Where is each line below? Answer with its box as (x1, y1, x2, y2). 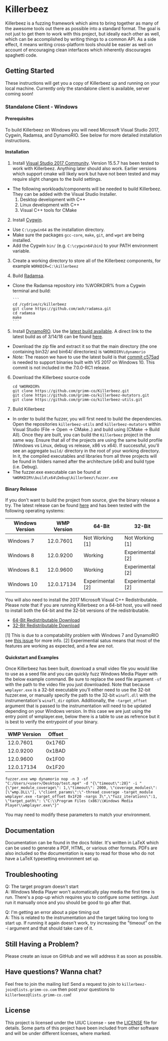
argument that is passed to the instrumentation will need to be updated (5, 703, 151, 709)
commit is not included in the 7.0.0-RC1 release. (12, 365, 111, 371)
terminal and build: (12, 288, 51, 294)
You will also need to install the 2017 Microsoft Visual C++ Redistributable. (5, 597, 158, 603)
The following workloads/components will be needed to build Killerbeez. (12, 186, 161, 192)
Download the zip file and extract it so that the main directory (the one (12, 343, 157, 349)
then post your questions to (57, 986, 115, 992)
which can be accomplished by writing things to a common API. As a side (5, 36, 156, 42)
